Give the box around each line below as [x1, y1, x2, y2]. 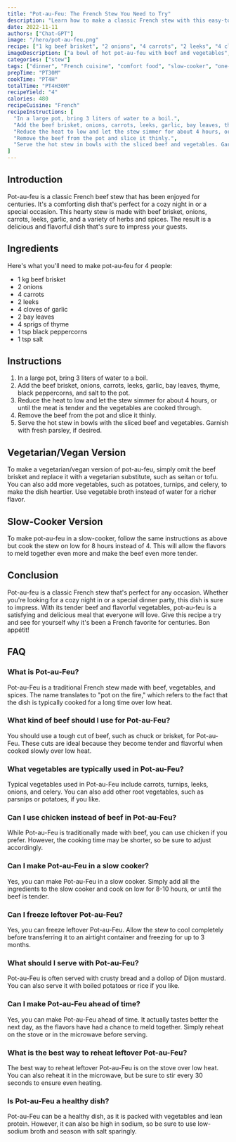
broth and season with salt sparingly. [30, 1127, 137, 1136]
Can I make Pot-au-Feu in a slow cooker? [7, 861, 150, 871]
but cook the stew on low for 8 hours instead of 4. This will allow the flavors [7, 542, 226, 550]
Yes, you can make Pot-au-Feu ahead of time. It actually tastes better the [7, 1015, 219, 1024]
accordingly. [7, 844, 44, 852]
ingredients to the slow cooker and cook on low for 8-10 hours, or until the [7, 884, 222, 893]
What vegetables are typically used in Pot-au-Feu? [7, 764, 184, 774]
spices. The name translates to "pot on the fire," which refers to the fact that [7, 690, 228, 699]
